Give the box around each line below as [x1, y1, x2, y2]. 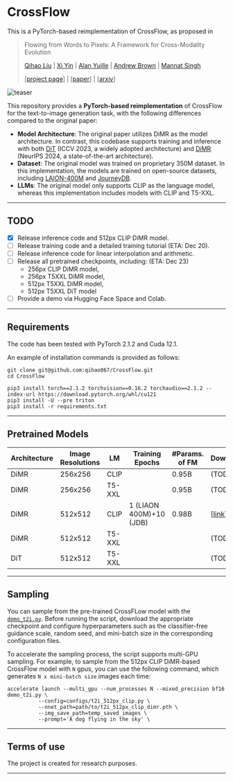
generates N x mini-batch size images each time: [7, 672, 151, 680]
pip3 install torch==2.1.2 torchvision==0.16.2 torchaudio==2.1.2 [7, 385, 203, 392]
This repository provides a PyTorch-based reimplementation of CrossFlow [7, 101, 223, 109]
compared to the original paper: [7, 116, 98, 125]
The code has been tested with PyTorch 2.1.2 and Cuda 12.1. [7, 340, 178, 348]
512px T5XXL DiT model [27, 287, 97, 295]
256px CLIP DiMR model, [27, 265, 99, 273]
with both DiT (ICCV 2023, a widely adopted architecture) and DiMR [17, 144, 212, 152]
